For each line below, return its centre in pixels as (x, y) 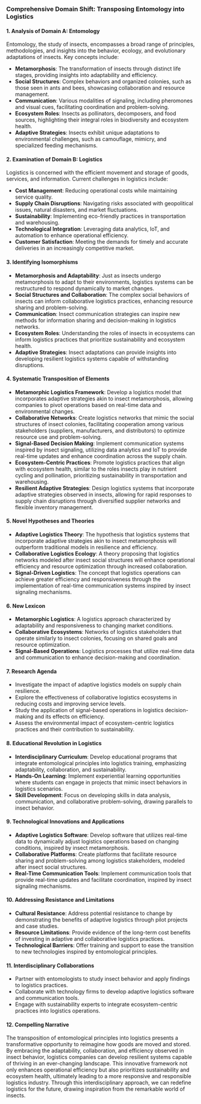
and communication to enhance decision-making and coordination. (98, 657)
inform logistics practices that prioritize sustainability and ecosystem (100, 340)
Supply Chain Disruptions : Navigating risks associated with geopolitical (104, 203)
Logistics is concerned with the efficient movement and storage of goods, (97, 173)
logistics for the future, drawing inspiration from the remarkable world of (96, 1089)
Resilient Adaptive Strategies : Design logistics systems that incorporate (105, 488)
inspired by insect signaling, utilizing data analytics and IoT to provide (101, 450)
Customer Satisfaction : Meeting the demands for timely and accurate (101, 242)
